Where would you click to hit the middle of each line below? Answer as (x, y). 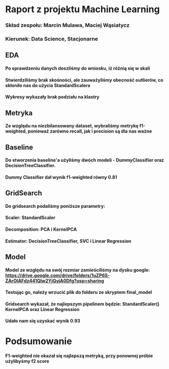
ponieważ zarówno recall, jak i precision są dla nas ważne (90, 131)
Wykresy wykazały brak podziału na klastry (53, 97)
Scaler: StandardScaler (30, 218)
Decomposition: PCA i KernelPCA (41, 229)
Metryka (19, 113)
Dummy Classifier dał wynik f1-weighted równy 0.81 (61, 177)
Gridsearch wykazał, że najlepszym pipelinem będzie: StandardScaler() (82, 304)
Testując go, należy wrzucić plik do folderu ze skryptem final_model (79, 292)
